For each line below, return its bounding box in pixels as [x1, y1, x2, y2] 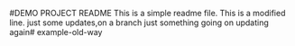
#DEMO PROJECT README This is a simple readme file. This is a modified [9, 8, 286, 18]
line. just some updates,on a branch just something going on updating [9, 17, 269, 28]
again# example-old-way [9, 27, 103, 37]
